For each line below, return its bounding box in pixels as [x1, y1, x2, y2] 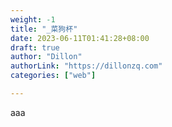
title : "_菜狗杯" [10, 24, 78, 34]
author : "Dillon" [10, 52, 83, 62]
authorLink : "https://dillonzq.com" [10, 61, 163, 71]
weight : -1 [10, 14, 56, 25]
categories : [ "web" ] [10, 71, 97, 81]
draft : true [10, 42, 60, 53]
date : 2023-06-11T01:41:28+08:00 [10, 33, 150, 43]
